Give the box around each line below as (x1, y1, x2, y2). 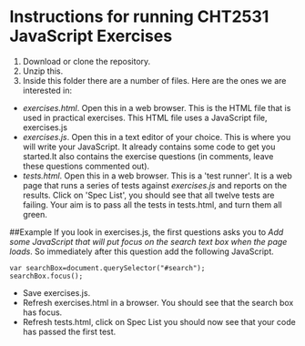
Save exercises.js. (22, 287, 91, 298)
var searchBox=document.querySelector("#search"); (9, 263, 206, 272)
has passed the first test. (22, 326, 117, 337)
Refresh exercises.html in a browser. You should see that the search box (22, 297, 294, 308)
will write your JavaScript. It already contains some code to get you (22, 141, 276, 152)
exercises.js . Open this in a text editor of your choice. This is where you (22, 131, 291, 142)
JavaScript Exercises (9, 25, 173, 46)
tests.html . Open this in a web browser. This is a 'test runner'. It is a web (22, 170, 293, 181)
